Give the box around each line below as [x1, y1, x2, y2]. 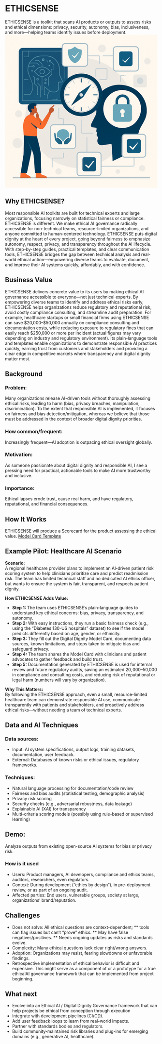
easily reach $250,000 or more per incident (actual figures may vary [5, 330, 141, 336]
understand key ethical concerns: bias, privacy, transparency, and [12, 610, 144, 616]
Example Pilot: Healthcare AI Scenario [5, 547, 122, 556]
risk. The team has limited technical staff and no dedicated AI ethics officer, [5, 575, 156, 581]
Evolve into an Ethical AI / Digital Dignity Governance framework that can [12, 1003, 157, 1009]
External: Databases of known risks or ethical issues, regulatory [12, 757, 139, 763]
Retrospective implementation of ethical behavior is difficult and [12, 960, 139, 966]
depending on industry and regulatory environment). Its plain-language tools [5, 335, 158, 341]
